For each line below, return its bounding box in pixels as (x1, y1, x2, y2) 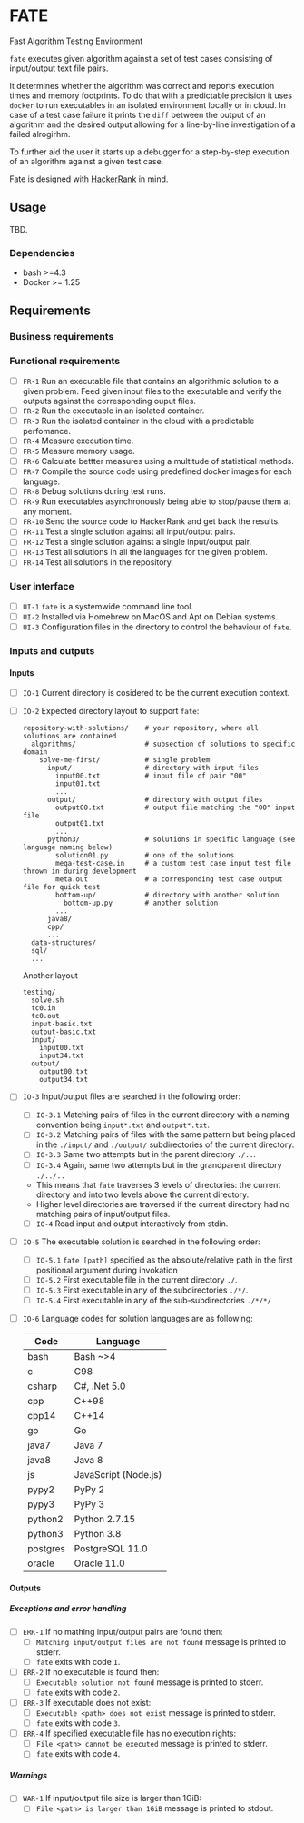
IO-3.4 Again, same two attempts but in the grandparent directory (35, 1159, 283, 1170)
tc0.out (31, 1012, 61, 1021)
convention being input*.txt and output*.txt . (35, 1119, 211, 1131)
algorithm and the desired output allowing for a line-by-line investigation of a (9, 119, 296, 130)
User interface (9, 580, 74, 593)
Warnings (9, 1769, 48, 1780)
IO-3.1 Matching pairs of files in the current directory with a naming (35, 1109, 290, 1120)
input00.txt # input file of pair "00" (55, 771, 247, 781)
